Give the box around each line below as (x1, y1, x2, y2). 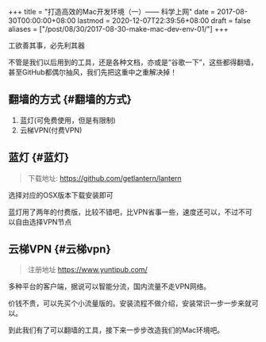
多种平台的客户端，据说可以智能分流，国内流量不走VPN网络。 (8, 282, 211, 291)
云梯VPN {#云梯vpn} (8, 243, 111, 256)
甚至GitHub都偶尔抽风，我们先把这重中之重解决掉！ (8, 67, 177, 77)
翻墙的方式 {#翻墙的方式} (8, 93, 133, 106)
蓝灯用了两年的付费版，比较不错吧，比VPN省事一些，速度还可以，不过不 (8, 207, 246, 217)
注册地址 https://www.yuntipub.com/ (27, 265, 148, 275)
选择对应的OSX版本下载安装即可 (8, 190, 114, 200)
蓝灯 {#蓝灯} (8, 151, 70, 164)
